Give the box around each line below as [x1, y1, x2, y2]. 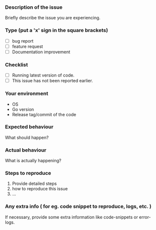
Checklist [5, 61, 28, 68]
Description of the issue [5, 4, 63, 11]
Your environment [5, 90, 48, 97]
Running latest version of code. [12, 72, 75, 78]
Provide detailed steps [12, 181, 57, 186]
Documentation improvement [12, 49, 70, 55]
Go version [12, 106, 34, 112]
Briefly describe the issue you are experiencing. [5, 15, 101, 21]
